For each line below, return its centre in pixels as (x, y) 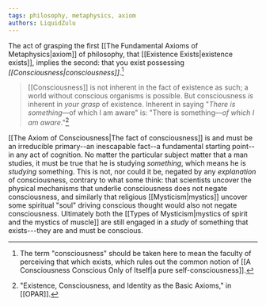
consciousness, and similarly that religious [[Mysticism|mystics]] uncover (128, 197)
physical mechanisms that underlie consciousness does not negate (118, 188)
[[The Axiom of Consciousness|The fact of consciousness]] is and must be (131, 138)
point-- (244, 146)
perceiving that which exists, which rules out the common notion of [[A (135, 262)
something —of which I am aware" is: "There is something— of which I (141, 113)
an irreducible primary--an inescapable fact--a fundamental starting (120, 146)
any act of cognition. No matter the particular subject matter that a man (131, 155)
